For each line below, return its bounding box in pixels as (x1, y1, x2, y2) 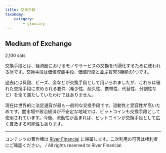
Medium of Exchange (5, 39, 72, 48)
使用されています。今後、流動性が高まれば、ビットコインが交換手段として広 (5, 115, 161, 121)
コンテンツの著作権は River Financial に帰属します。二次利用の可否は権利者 (5, 136, 158, 142)
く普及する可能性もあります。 (5, 121, 66, 127)
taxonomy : (5, 12, 26, 17)
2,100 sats (5, 52, 26, 58)
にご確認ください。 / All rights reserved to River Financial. (5, 142, 123, 149)
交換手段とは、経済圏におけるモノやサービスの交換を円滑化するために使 (5, 63, 152, 69)
